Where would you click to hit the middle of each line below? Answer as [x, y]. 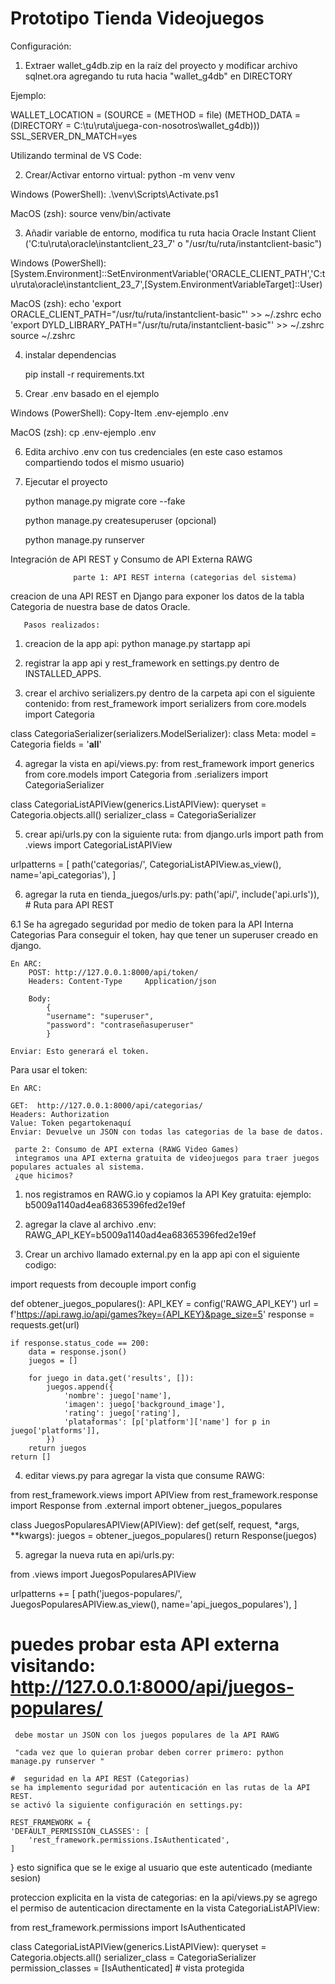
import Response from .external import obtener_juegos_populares [146, 1505]
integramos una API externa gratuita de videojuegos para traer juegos [167, 1158]
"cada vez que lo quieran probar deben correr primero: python [149, 1752]
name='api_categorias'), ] [63, 874]
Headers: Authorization [60, 1114]
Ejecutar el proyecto [66, 481]
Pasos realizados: [62, 625]
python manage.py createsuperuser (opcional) [120, 520]
